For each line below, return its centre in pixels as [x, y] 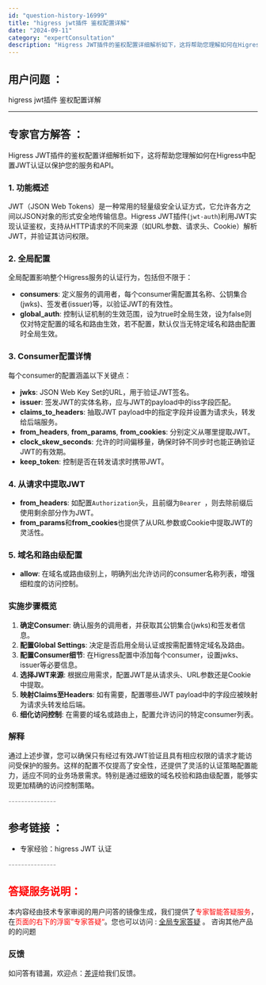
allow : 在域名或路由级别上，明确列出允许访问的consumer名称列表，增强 [137, 574]
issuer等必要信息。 [50, 665]
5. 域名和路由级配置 [46, 554]
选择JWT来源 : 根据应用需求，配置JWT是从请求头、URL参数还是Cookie [135, 674]
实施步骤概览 [33, 606]
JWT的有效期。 [45, 451]
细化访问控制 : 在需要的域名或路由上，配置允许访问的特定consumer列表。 [139, 714]
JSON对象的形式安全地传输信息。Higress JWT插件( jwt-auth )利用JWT [136, 217]
